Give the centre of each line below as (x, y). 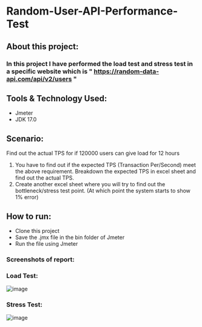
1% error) (27, 197)
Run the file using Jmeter (46, 243)
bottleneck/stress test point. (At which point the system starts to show (103, 191)
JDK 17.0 (26, 120)
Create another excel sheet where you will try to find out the (90, 184)
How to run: (29, 216)
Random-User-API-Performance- (92, 11)
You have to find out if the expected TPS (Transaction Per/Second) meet (105, 165)
